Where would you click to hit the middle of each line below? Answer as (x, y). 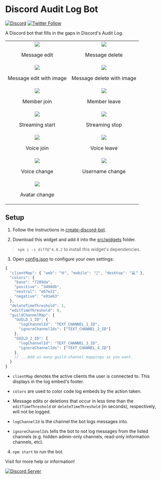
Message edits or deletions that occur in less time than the (73, 401)
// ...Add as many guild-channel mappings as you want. (74, 357)
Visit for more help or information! (40, 461)
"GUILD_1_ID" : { (31, 320)
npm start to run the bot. (38, 452)
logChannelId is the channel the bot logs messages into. (70, 421)
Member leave (104, 101)
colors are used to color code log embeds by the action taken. (77, 391)
